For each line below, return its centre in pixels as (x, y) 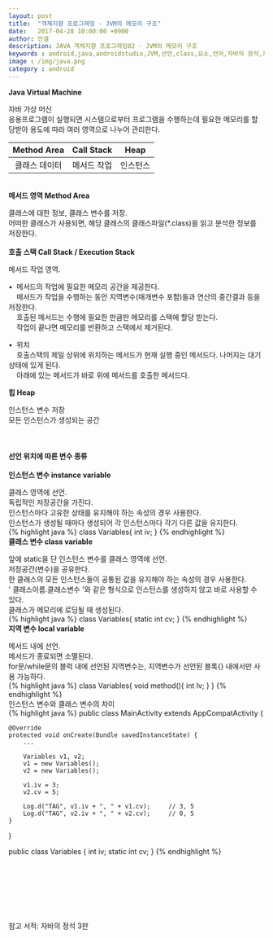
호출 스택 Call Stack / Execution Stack (72, 252)
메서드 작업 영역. (35, 269)
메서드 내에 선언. (35, 646)
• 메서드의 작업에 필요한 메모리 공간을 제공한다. (84, 287)
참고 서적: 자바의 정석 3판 (49, 926)
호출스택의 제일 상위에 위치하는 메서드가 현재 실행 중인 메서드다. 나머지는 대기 (139, 354)
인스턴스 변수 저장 (37, 410)
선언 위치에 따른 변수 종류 (48, 456)
